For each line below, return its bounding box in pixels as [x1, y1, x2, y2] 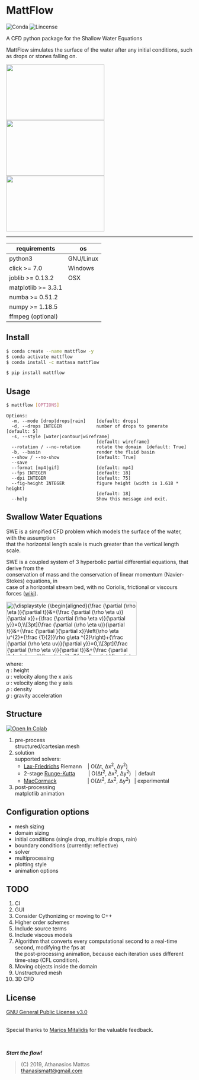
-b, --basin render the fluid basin [11, 449, 155, 455]
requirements [16, 244, 55, 252]
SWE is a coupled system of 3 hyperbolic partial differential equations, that [6, 558, 188, 565]
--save [11, 460, 28, 465]
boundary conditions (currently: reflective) [14, 841, 118, 849]
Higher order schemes [14, 919, 70, 926]
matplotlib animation [14, 790, 65, 797]
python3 [9, 254, 33, 262]
